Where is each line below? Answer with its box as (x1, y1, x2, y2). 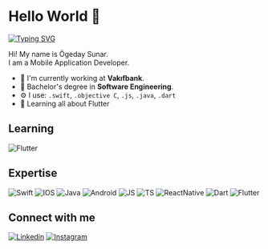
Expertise (8, 167, 58, 180)
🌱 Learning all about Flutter (19, 98, 110, 108)
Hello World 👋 (8, 7, 101, 26)
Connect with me (8, 211, 96, 224)
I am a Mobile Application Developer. (8, 58, 130, 67)
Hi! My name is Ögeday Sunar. (8, 49, 108, 58)
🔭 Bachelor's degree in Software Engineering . (19, 82, 174, 91)
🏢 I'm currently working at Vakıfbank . (19, 73, 144, 82)
